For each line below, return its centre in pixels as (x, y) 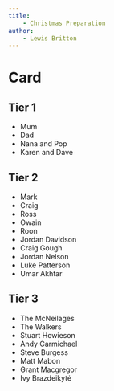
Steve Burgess (44, 352)
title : (19, 16)
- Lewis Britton (50, 38)
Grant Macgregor (49, 369)
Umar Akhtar (41, 274)
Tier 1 (22, 107)
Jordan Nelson (45, 257)
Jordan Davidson (48, 240)
